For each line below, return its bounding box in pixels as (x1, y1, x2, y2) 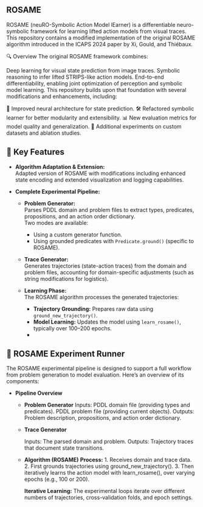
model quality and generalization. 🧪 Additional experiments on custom (6, 122, 182, 130)
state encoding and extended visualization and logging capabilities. (15, 176, 184, 183)
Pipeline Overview (15, 389, 63, 397)
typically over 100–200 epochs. (33, 324, 112, 331)
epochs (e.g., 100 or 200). (24, 475, 90, 483)
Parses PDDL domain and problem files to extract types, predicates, (24, 206, 194, 213)
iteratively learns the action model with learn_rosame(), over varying (24, 469, 195, 477)
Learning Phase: (24, 286, 67, 294)
